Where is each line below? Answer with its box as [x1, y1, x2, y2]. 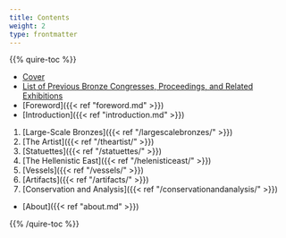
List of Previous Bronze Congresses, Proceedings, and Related [21, 81, 254, 92]
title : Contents [9, 13, 70, 22]
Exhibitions [21, 90, 63, 101]
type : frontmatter [9, 30, 78, 38]
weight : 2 [9, 21, 46, 30]
